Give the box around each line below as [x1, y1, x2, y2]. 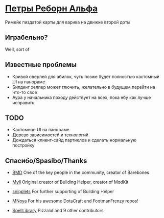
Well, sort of [5, 46, 30, 52]
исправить [12, 99, 35, 105]
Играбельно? [5, 33, 48, 42]
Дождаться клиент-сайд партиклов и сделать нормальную [12, 137, 137, 143]
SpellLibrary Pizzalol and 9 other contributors [12, 208, 104, 214]
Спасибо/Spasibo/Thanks [5, 156, 87, 165]
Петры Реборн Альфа [5, 3, 98, 14]
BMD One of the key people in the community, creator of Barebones [12, 170, 149, 175]
